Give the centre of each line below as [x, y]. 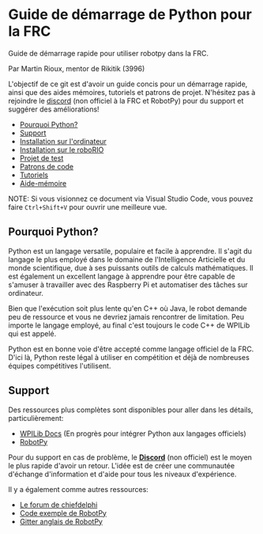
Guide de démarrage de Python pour [130, 15]
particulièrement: [36, 418]
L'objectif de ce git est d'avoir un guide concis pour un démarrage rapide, [128, 84]
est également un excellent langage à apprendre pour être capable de [122, 276]
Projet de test [41, 158]
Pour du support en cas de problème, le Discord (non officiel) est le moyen [130, 457]
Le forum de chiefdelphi [58, 505]
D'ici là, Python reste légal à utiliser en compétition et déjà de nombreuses [129, 357]
